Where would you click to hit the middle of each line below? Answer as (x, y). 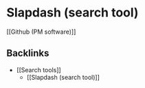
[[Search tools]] (38, 69)
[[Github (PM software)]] (41, 32)
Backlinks (28, 53)
